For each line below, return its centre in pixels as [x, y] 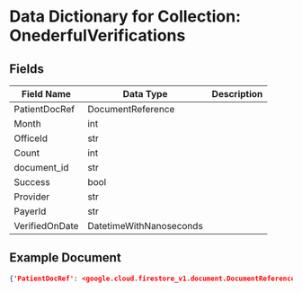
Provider [32, 197]
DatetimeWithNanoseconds [146, 226]
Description [237, 94]
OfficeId [31, 138]
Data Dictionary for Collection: [125, 17]
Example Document [65, 258]
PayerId [30, 211]
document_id [41, 168]
